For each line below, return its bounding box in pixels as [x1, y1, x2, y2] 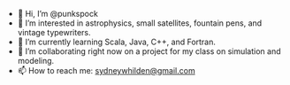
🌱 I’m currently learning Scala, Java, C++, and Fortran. [17, 36, 217, 47]
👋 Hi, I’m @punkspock [17, 9, 99, 19]
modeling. [17, 56, 55, 66]
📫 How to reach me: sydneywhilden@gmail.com [17, 66, 196, 75]
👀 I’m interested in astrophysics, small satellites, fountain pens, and [17, 18, 263, 28]
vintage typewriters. [17, 27, 91, 37]
